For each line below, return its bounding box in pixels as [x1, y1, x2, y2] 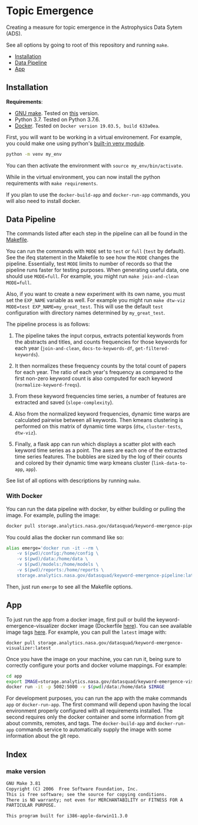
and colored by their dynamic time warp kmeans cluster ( [14, 459, 154, 467]
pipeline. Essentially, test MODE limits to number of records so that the [6, 260, 173, 267]
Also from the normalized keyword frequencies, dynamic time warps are [14, 410, 190, 417]
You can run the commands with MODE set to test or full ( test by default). [6, 248, 186, 255]
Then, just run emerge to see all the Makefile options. [6, 583, 133, 590]
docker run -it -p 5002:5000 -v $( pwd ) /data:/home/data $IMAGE [6, 684, 165, 690]
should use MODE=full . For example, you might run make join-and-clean [6, 273, 179, 280]
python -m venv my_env [6, 151, 62, 157]
